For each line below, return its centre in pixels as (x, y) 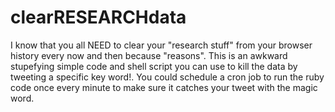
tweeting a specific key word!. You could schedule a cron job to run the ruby (167, 77)
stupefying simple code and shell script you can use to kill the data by (154, 66)
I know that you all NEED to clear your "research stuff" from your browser (161, 45)
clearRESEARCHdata (98, 17)
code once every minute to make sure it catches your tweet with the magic (164, 87)
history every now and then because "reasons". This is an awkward (149, 55)
